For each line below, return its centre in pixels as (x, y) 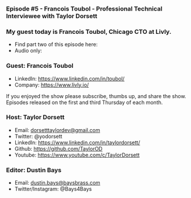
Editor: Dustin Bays (34, 170)
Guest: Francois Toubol (40, 66)
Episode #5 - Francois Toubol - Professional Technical (84, 9)
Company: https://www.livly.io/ (52, 85)
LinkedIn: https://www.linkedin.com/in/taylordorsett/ (77, 143)
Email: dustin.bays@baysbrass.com (57, 183)
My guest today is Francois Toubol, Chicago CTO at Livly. (89, 32)
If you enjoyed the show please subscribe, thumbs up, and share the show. (96, 96)
